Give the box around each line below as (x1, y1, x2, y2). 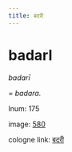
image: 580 (8, 119, 46, 129)
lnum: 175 (8, 103, 40, 113)
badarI (8, 46, 53, 64)
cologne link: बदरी (8, 134, 64, 144)
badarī (8, 73, 30, 82)
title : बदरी (8, 11, 44, 20)
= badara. (8, 88, 42, 98)
